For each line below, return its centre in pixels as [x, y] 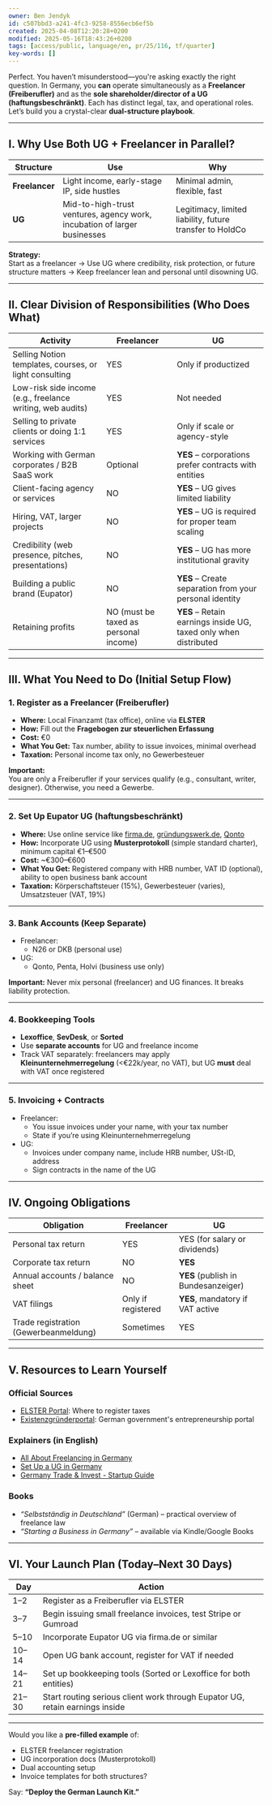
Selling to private [45, 421]
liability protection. [39, 991]
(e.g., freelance [41, 398]
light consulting [42, 374]
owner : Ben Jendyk [39, 16]
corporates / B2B [45, 465]
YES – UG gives [206, 488]
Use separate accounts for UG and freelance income [109, 1046]
